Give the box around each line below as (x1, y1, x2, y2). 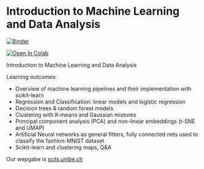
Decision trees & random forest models (15, 104, 114, 111)
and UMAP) (15, 124, 45, 131)
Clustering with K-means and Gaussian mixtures (15, 111, 136, 118)
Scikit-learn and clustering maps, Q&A (15, 143, 112, 151)
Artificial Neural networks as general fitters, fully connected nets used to (15, 130, 199, 138)
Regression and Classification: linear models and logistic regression (15, 98, 186, 105)
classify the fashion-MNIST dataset (15, 137, 105, 145)
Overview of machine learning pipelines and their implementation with (15, 85, 192, 92)
